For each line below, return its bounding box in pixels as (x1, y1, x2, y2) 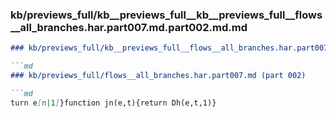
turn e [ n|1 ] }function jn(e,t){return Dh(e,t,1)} (10, 98, 217, 108)
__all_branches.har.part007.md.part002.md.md (10, 20, 248, 34)
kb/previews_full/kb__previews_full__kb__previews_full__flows (10, 8, 323, 22)
